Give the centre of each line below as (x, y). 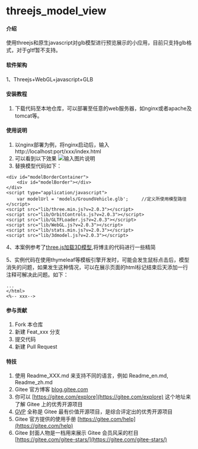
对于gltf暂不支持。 (39, 50)
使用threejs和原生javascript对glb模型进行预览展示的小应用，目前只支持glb (96, 43)
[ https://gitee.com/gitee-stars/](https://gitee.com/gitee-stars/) (91, 439)
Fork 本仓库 (29, 324)
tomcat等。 (28, 116)
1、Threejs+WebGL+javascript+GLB (50, 79)
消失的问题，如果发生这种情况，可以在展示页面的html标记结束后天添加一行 (97, 267)
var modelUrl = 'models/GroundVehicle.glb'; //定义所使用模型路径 (102, 199)
